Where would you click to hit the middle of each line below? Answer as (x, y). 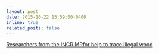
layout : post (22, 11)
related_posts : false (33, 28)
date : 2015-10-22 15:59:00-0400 (46, 17)
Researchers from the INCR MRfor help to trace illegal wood (79, 45)
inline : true (22, 22)
